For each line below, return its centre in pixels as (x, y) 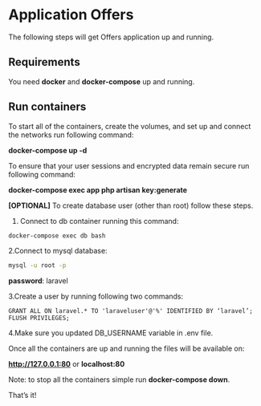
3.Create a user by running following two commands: (96, 296)
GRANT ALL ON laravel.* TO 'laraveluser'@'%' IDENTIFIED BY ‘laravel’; (130, 311)
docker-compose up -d (48, 150)
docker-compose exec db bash (57, 235)
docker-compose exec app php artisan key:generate (98, 189)
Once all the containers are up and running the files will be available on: (126, 349)
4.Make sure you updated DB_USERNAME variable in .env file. (111, 333)
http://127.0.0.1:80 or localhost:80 (67, 364)
